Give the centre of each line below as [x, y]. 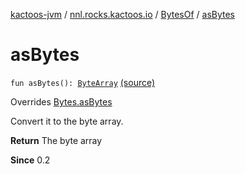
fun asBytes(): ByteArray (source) [83, 82]
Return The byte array [56, 140]
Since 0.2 [30, 160]
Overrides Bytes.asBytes [61, 101]
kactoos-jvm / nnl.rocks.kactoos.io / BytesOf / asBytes [123, 14]
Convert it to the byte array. [67, 121]
